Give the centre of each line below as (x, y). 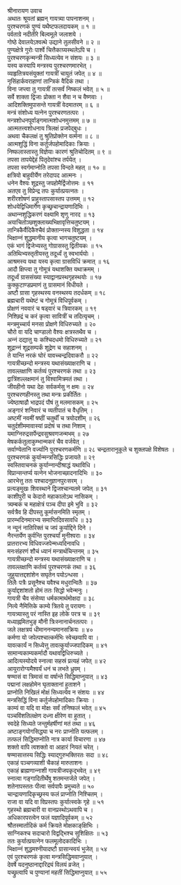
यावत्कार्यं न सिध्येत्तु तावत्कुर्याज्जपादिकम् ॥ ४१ (57, 645)
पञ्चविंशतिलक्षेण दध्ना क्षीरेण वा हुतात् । (49, 716)
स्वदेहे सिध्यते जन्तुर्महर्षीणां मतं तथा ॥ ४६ (52, 723)
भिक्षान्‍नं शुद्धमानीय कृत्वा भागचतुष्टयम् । (50, 238)
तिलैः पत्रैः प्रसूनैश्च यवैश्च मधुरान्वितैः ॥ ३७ (52, 582)
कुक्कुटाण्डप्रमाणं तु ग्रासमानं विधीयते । (48, 285)
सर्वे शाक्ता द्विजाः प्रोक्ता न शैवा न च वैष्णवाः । (55, 97)
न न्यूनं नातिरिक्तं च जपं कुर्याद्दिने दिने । (49, 528)
